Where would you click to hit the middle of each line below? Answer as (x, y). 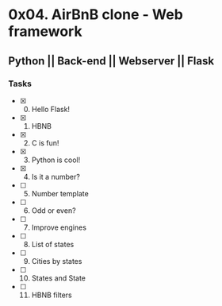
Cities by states (57, 261)
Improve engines (59, 227)
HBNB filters (52, 295)
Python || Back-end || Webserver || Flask (111, 61)
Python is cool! (56, 160)
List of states (53, 244)
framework (45, 31)
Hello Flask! (50, 109)
